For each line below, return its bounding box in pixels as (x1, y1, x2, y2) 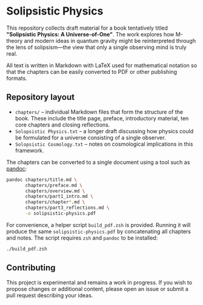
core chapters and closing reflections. (15, 121, 110, 128)
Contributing (6, 263, 56, 273)
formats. (6, 74, 27, 82)
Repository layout (6, 92, 75, 102)
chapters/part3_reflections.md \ (25, 205, 110, 211)
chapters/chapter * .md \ (25, 199, 85, 205)
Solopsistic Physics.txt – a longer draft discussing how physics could (15, 127, 194, 134)
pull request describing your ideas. (6, 292, 93, 299)
